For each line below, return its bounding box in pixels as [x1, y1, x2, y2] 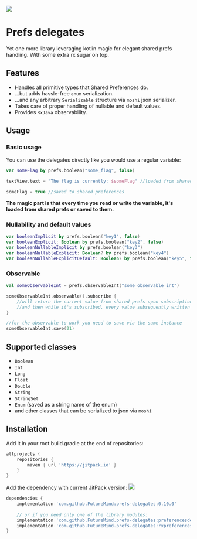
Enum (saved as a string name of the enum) [14, 401, 117, 408]
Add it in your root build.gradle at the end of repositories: [6, 439, 144, 446]
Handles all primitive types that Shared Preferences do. [14, 84, 148, 91]
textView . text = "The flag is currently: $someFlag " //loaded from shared [6, 179, 193, 185]
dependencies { [6, 496, 43, 502]
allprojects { [6, 451, 41, 457]
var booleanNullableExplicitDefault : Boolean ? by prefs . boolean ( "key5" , [6, 255, 188, 261]
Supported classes [6, 342, 77, 352]
